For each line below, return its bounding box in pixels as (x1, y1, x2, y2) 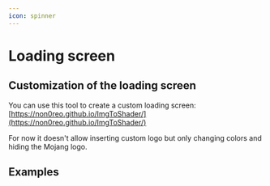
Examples (8, 165, 59, 179)
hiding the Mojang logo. (8, 142, 88, 151)
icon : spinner (8, 11, 57, 20)
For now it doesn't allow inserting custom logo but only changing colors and (8, 133, 262, 142)
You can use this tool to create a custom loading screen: (8, 100, 196, 110)
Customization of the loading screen (8, 78, 197, 93)
